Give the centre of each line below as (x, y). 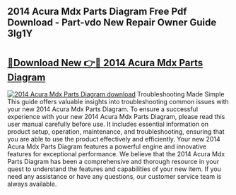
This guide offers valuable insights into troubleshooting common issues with (118, 102)
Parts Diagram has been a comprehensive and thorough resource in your (113, 162)
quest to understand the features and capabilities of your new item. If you (114, 169)
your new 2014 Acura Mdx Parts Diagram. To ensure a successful (103, 109)
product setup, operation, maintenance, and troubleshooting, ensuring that (116, 132)
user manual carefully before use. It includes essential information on (108, 124)
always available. (32, 184)
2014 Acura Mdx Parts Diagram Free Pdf (97, 12)
